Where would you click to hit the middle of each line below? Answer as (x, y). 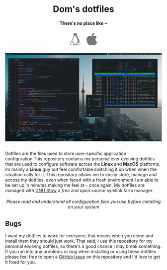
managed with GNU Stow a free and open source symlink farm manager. (79, 190)
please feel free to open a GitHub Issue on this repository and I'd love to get (83, 257)
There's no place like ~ (83, 23)
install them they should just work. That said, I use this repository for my (79, 241)
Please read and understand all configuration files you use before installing (83, 202)
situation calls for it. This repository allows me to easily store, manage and (81, 174)
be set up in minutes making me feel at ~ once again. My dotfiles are (75, 185)
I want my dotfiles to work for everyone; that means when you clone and (79, 236)
